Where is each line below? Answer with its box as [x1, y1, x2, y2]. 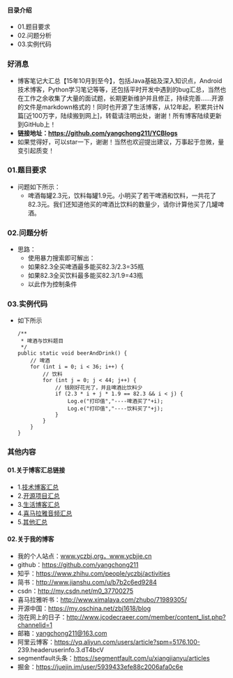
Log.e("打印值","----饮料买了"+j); [67, 405, 164, 413]
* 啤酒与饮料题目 [20, 338, 64, 345]
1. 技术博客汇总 [17, 482, 59, 491]
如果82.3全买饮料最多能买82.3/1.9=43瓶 [27, 272, 143, 280]
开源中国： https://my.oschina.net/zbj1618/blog [17, 604, 151, 612]
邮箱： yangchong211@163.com [17, 628, 107, 638]
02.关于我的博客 [7, 535, 54, 543]
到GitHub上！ [17, 120, 57, 128]
